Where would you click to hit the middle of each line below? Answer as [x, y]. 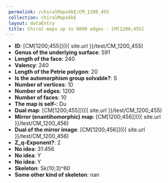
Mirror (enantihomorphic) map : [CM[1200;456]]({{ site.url [88, 117]
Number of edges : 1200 [45, 91]
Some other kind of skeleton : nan [57, 175]
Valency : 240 [32, 65]
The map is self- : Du [40, 104]
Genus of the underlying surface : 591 [62, 53]
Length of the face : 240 [45, 59]
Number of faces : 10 [40, 98]
